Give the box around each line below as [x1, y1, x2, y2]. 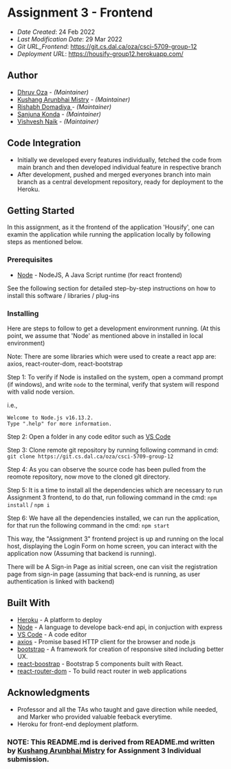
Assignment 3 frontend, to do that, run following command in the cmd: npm [7, 493, 217, 501]
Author [7, 70, 38, 81]
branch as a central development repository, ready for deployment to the [16, 177, 223, 186]
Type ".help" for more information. [7, 420, 112, 427]
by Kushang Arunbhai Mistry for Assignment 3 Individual [7, 746, 201, 755]
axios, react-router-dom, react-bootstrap [7, 359, 123, 368]
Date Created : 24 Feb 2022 [16, 28, 96, 36]
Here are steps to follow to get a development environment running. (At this [7, 324, 221, 332]
